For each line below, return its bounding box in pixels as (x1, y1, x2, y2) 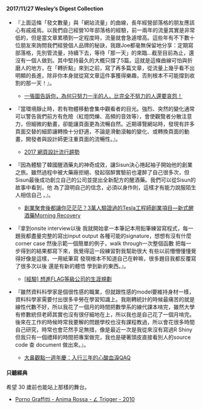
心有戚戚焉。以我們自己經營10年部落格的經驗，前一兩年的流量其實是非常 (14, 27, 195, 34)
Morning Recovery (34, 212, 81, 219)
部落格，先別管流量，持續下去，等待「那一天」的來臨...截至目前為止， (14, 49, 189, 57)
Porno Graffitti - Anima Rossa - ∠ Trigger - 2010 (14, 396, 135, 403)
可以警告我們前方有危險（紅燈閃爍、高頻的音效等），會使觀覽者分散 (14, 113, 182, 120)
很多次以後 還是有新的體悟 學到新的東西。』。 (20, 263, 130, 270)
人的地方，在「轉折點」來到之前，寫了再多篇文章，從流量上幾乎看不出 (20, 64, 195, 72)
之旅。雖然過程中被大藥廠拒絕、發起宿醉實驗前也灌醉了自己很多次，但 (14, 169, 190, 176)
